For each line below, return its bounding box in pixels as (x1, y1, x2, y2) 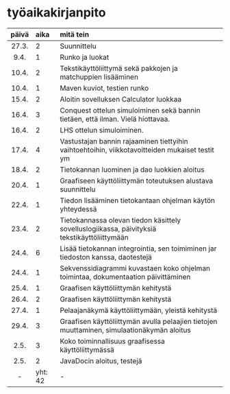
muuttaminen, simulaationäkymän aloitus (60, 325, 192, 334)
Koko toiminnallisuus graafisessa (60, 336, 166, 346)
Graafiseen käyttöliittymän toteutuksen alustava (60, 176, 214, 185)
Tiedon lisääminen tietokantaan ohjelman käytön (60, 196, 216, 205)
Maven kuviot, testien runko (60, 83, 149, 93)
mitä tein (60, 30, 90, 39)
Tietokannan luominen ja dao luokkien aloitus (60, 165, 205, 174)
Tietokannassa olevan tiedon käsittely (60, 215, 181, 224)
